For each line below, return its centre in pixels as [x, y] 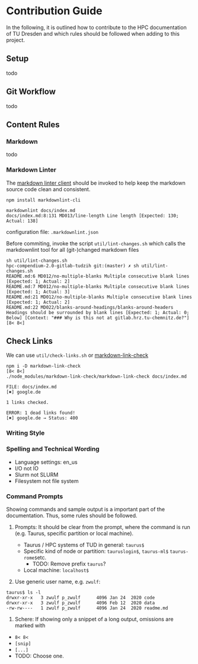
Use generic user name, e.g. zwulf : [58, 581]
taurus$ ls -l [24, 592]
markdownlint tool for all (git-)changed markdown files [73, 249]
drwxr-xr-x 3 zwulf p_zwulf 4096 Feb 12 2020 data [81, 603]
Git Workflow [31, 92]
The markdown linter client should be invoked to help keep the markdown [96, 183]
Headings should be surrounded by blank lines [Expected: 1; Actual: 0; [98, 312]
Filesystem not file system [47, 481]
